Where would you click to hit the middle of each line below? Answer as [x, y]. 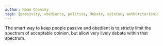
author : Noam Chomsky [27, 9]
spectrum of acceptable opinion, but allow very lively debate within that [76, 33]
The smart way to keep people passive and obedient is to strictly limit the [78, 28]
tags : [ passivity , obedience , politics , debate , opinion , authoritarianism [83, 14]
